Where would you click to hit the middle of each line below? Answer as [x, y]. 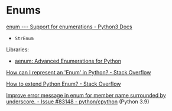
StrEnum [24, 38]
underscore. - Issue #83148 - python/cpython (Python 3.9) [78, 102]
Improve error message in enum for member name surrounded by [86, 95]
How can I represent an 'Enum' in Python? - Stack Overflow [79, 72]
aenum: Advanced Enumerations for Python [68, 61]
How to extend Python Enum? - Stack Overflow [64, 84]
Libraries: [18, 49]
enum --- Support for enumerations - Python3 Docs [69, 27]
